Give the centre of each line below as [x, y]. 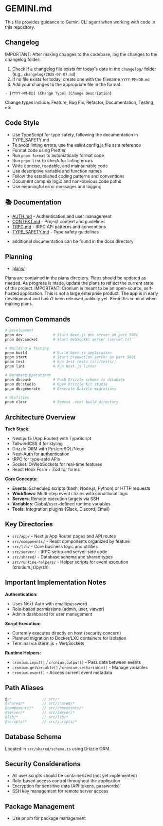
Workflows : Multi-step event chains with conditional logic [70, 494]
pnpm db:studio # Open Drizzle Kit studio [56, 384]
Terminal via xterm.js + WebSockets [48, 643]
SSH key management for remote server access [60, 791]
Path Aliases [24, 688]
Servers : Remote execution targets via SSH [56, 499]
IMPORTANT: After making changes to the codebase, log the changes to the [81, 54]
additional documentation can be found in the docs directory [73, 241]
